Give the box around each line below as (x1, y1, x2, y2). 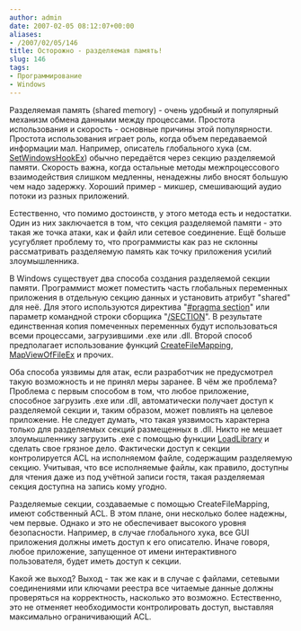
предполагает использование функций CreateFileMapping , (9, 339, 234, 350)
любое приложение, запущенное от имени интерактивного (9, 546, 237, 557)
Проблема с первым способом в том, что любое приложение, (9, 385, 250, 396)
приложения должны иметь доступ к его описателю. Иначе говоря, (9, 536, 270, 548)
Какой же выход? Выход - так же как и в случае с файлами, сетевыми (9, 573, 280, 583)
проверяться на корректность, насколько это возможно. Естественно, (9, 592, 282, 602)
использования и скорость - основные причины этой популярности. (9, 123, 273, 135)
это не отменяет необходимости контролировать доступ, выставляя (9, 601, 274, 612)
